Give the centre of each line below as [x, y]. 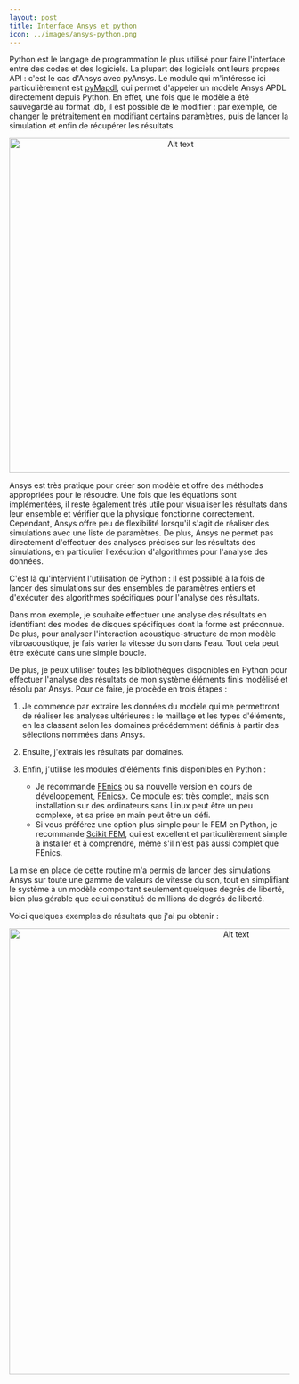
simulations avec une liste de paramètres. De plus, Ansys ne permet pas [141, 533]
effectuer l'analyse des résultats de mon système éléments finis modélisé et [149, 680]
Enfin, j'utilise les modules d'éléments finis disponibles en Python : [144, 769]
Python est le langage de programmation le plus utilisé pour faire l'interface [147, 60]
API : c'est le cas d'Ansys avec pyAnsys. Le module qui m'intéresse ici [138, 79]
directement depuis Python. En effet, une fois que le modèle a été [129, 97]
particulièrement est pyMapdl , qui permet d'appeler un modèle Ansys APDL [148, 88]
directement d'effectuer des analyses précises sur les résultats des [133, 543]
